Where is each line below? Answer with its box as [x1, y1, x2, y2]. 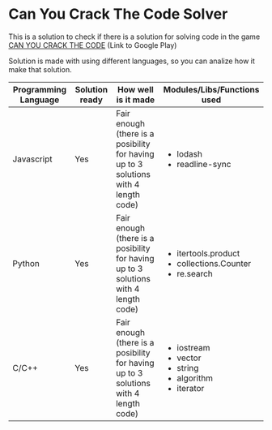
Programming [12, 84, 67, 95]
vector [176, 352, 202, 363]
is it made [116, 94, 155, 105]
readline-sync [176, 158, 232, 170]
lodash [176, 148, 202, 159]
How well [117, 84, 154, 95]
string [176, 362, 199, 373]
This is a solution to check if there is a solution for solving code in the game [8, 32, 261, 41]
